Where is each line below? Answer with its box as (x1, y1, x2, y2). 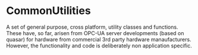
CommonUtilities (6, 4, 91, 18)
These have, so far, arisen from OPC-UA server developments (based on (6, 29, 184, 36)
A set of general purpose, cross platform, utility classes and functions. (6, 23, 178, 30)
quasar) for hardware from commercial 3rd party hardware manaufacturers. (6, 36, 191, 43)
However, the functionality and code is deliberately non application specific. (6, 42, 192, 49)
